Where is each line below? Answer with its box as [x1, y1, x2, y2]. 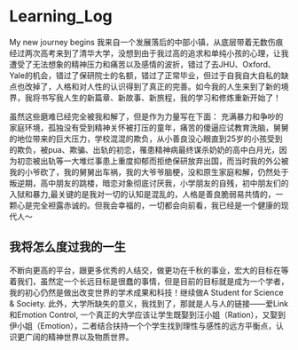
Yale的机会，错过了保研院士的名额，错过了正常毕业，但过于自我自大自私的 [9, 69, 281, 81]
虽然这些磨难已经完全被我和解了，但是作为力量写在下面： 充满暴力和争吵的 [9, 111, 284, 122]
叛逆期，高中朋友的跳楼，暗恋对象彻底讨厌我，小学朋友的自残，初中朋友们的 [9, 178, 289, 188]
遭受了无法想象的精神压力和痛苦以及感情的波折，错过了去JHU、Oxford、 [9, 59, 277, 69]
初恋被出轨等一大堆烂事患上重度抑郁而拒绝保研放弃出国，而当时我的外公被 [16, 155, 289, 166]
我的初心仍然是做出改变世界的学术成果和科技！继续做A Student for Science [9, 287, 284, 298]
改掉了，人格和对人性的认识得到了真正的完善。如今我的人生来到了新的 [24, 81, 281, 91]
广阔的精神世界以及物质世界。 [24, 331, 134, 342]
